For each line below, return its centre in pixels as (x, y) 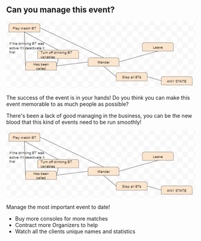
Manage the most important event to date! (58, 207)
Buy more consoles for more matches (61, 219)
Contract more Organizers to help (56, 225)
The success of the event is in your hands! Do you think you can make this (98, 97)
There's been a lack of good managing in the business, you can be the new (99, 115)
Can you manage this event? (61, 10)
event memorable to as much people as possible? (67, 104)
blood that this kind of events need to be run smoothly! (74, 122)
